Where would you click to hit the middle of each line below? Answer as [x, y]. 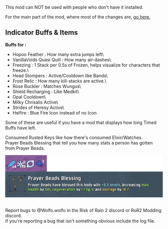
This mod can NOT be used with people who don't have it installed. [74, 7]
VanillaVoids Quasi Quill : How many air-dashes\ [61, 59]
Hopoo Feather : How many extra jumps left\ [58, 54]
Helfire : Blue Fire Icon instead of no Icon [54, 112]
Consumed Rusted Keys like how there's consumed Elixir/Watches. [74, 137]
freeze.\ [20, 70]
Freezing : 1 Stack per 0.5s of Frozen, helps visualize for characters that [86, 65]
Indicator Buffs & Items [41, 33]
